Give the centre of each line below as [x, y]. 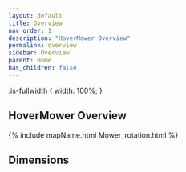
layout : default [35, 16]
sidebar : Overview [39, 53]
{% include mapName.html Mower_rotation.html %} [93, 135]
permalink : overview [43, 46]
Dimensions [39, 160]
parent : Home [30, 61]
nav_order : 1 [30, 30]
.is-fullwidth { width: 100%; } [55, 90]
